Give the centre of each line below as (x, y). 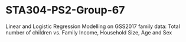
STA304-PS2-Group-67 (65, 10)
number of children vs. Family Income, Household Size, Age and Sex (89, 32)
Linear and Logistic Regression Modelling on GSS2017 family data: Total (93, 26)
